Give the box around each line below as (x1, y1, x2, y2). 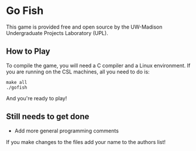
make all (6, 79, 27, 85)
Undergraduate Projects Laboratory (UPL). (6, 29, 108, 36)
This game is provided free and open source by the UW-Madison (6, 23, 163, 30)
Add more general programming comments (14, 127, 119, 134)
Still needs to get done (6, 112, 90, 122)
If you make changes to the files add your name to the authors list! (6, 138, 166, 145)
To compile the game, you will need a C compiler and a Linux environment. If (6, 62, 191, 69)
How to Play (6, 47, 51, 57)
